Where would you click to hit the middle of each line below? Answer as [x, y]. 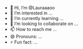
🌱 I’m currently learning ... [37, 18]
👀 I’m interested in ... [31, 13]
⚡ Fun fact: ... [24, 42]
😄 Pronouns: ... [26, 36]
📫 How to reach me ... [33, 29]
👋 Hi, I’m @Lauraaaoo [32, 8]
